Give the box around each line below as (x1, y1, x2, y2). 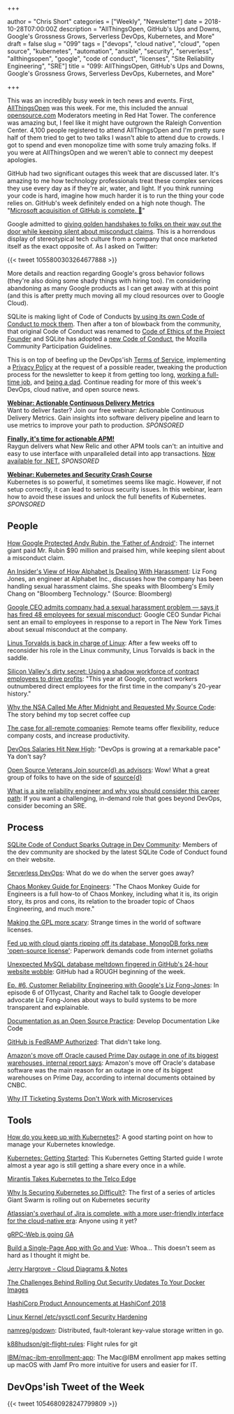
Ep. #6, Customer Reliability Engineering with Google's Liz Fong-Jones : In (7, 980, 219, 989)
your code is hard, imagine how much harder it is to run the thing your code (7, 191, 225, 200)
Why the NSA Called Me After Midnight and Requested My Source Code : (7, 702, 217, 711)
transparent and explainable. (7, 1003, 89, 1011)
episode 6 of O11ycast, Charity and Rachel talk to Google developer (7, 988, 201, 996)
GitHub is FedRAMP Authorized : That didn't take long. (7, 1038, 162, 1046)
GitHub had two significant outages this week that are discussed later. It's (7, 169, 219, 177)
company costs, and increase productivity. (7, 731, 130, 739)
